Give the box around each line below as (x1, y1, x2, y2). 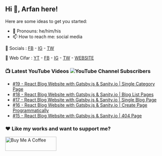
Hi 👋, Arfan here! (5, 5, 58, 13)
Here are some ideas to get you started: (5, 18, 88, 24)
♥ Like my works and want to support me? (5, 125, 111, 132)
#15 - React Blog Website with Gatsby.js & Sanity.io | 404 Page (12, 113, 142, 119)
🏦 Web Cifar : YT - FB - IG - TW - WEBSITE (5, 54, 94, 60)
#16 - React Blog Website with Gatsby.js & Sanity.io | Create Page (12, 102, 147, 108)
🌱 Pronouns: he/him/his (12, 28, 61, 34)
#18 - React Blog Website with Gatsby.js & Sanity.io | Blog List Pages (12, 91, 154, 97)
